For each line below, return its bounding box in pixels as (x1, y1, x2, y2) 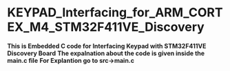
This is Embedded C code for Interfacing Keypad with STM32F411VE (7, 42, 207, 50)
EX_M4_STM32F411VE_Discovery (7, 19, 205, 35)
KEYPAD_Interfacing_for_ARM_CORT (7, 5, 223, 20)
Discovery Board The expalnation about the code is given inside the (7, 49, 205, 57)
